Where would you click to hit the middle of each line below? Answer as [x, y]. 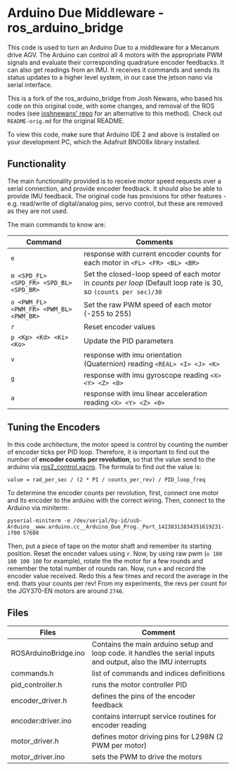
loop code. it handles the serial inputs [153, 654]
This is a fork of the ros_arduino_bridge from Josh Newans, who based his [115, 98]
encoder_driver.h [39, 701]
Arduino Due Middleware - [86, 13]
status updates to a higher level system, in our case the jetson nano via [110, 77]
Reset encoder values [120, 326]
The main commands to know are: [57, 224]
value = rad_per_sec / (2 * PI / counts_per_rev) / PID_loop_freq [106, 480]
